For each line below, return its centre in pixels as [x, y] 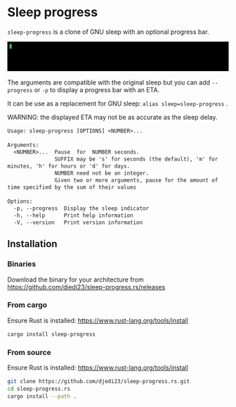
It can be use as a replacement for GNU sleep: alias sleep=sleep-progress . [118, 104]
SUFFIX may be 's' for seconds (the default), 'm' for [136, 159]
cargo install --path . [42, 396]
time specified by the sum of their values [72, 187]
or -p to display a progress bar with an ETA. [97, 89]
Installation [32, 244]
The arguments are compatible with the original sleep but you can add [109, 82]
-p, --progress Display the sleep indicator [81, 208]
